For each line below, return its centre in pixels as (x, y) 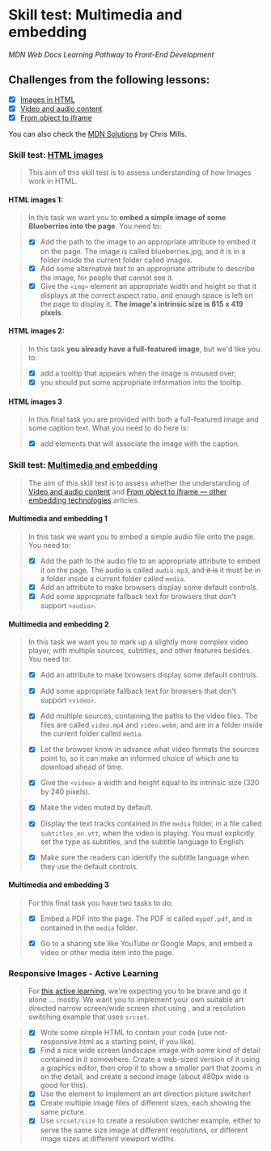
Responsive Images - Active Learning (83, 973)
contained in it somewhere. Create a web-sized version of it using (150, 1060)
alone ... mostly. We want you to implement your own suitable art (136, 1000)
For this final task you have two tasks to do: (101, 903)
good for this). (64, 1085)
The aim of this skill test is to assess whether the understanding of (139, 482)
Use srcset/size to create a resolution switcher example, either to (150, 1121)
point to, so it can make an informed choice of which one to (139, 758)
